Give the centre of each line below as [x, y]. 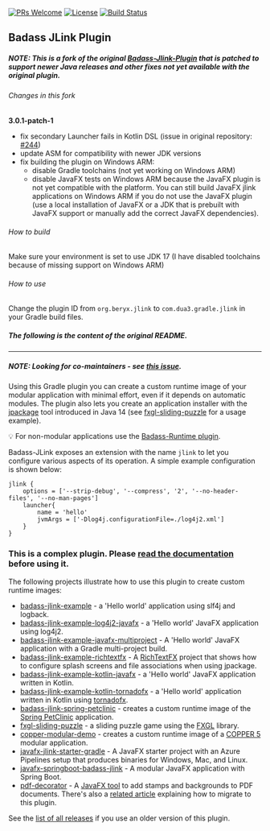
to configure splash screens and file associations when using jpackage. [138, 665]
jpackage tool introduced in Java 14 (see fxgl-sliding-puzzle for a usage [127, 412]
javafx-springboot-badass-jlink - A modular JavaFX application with [132, 768]
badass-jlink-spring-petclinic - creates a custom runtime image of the [135, 708]
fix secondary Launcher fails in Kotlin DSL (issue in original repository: [136, 136]
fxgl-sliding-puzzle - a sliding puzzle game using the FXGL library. [129, 726]
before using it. [39, 564]
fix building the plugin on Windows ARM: [87, 162]
